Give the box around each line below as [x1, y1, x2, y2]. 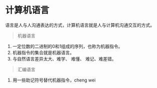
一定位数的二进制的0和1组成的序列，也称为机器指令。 [12, 43, 123, 49]
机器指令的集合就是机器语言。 [12, 49, 74, 55]
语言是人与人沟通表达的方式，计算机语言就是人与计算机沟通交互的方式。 [5, 22, 154, 28]
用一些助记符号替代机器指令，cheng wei [12, 77, 96, 83]
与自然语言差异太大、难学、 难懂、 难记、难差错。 [12, 55, 116, 61]
